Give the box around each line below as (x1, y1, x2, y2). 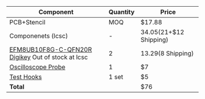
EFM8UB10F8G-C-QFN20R (9, 46, 92, 53)
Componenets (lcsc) (9, 32, 68, 40)
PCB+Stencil (9, 18, 46, 26)
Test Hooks (9, 73, 42, 81)
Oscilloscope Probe (9, 63, 66, 71)
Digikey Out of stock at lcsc (9, 53, 88, 61)
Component (38, 8, 74, 16)
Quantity (109, 8, 135, 16)
